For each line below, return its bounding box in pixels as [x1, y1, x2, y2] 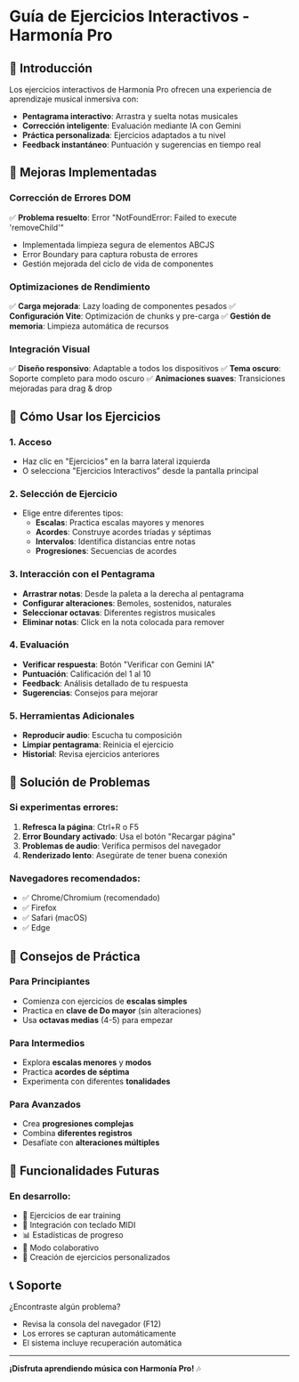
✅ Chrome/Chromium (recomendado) [21, 892, 160, 903]
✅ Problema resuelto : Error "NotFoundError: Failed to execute [9, 212, 238, 223]
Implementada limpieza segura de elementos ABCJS [21, 239, 215, 250]
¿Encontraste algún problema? [9, 1301, 121, 1312]
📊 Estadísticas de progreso [21, 1230, 124, 1240]
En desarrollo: [9, 1190, 71, 1202]
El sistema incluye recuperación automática [21, 1337, 182, 1348]
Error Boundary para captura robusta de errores [21, 248, 198, 259]
